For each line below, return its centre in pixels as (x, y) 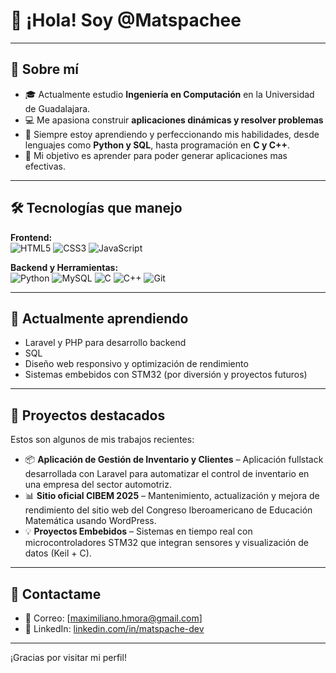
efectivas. (45, 166)
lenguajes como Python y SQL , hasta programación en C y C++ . (157, 145)
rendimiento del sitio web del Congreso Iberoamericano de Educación (168, 510)
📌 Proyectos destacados (88, 415)
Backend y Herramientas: (64, 267)
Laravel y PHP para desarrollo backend (105, 343)
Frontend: (31, 237)
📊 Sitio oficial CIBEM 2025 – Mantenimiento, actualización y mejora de (172, 496)
